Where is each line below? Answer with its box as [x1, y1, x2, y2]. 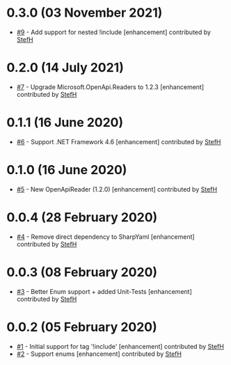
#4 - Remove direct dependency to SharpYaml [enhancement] [16, 232, 196, 241]
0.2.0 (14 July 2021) [6, 60, 125, 76]
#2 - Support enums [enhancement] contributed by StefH [16, 350, 182, 358]
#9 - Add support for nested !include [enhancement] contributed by [16, 28, 212, 36]
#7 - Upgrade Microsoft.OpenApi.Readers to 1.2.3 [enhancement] [16, 82, 205, 91]
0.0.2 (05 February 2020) [6, 319, 157, 335]
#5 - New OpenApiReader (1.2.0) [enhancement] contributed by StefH [16, 185, 217, 193]
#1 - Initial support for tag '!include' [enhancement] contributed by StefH [16, 342, 224, 350]
